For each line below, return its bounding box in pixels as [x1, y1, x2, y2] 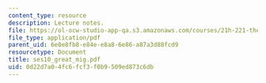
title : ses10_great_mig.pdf [8, 56, 101, 64]
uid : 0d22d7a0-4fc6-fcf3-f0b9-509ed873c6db [8, 63, 154, 71]
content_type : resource [8, 11, 87, 20]
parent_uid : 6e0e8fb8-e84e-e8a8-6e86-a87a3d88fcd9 [8, 41, 179, 49]
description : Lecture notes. [8, 19, 104, 27]
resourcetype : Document [8, 48, 87, 56]
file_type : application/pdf [8, 33, 101, 42]
